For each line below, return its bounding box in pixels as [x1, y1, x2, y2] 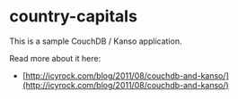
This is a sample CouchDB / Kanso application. [9, 36, 182, 46]
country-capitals [9, 6, 137, 27]
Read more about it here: [9, 53, 101, 63]
